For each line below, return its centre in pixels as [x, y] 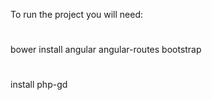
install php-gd [39, 85]
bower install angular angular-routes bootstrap [106, 50]
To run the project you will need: [77, 14]
